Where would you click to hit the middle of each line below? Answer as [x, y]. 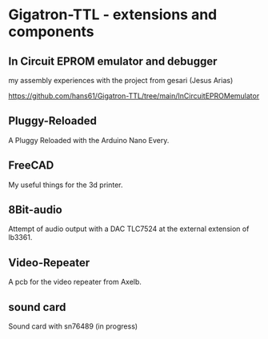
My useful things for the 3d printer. [66, 185]
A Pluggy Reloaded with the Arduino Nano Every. [89, 140]
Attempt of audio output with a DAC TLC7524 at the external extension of [129, 229]
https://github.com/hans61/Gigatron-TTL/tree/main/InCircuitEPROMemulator [134, 96]
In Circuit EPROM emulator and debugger [113, 61]
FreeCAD [31, 166]
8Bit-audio [35, 210]
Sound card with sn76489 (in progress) [73, 326]
